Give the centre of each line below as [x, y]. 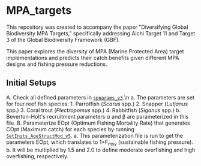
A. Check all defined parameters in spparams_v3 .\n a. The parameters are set [100, 97]
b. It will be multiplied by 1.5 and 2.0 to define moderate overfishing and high [101, 150]
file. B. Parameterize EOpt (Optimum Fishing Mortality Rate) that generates [98, 123]
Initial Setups [31, 83]
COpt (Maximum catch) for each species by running [70, 129]
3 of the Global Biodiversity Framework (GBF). [63, 40]
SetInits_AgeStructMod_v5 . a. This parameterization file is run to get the [94, 135]
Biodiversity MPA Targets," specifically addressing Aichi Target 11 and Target [101, 33]
